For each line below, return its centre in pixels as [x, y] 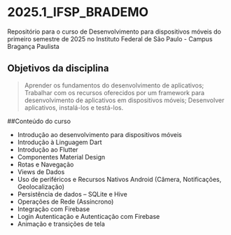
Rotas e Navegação [45, 164]
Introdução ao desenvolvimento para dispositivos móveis [99, 134]
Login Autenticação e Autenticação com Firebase [89, 216]
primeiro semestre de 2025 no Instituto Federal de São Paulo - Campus [110, 38]
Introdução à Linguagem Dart [60, 142]
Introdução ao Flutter [48, 149]
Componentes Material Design [61, 157]
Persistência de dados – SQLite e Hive [72, 194]
